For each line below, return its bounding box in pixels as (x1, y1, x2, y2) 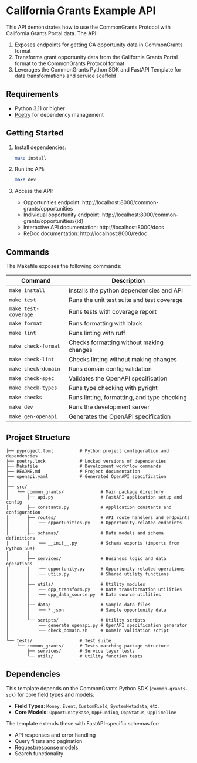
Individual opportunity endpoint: (23, 211, 101, 218)
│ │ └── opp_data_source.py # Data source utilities (6, 591, 161, 598)
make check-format (9, 343, 60, 350)
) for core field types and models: (13, 691, 95, 698)
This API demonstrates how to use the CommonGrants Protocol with (6, 23, 171, 30)
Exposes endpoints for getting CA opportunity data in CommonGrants (14, 41, 183, 48)
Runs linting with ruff (68, 329, 126, 337)
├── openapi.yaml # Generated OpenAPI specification (6, 473, 167, 479)
